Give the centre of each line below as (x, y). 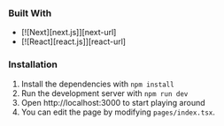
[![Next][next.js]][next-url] (69, 33)
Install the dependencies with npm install (97, 84)
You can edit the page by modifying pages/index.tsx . (118, 112)
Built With (30, 13)
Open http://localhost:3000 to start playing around (113, 102)
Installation (33, 64)
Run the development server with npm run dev (104, 93)
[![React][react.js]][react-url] (73, 41)
